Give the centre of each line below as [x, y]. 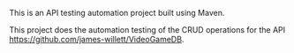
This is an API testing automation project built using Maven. [117, 13]
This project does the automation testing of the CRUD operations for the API [147, 30]
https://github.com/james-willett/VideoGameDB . [97, 39]
